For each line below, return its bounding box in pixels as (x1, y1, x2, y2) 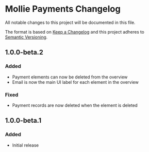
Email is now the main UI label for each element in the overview (12, 79, 139, 85)
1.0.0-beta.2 (5, 48, 44, 57)
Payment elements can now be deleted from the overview (12, 74, 128, 80)
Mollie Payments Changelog (5, 3, 121, 15)
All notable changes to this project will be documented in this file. (5, 19, 136, 25)
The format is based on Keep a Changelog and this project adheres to (5, 29, 145, 35)
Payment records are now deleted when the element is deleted (12, 102, 138, 108)
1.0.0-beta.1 (5, 116, 42, 125)
